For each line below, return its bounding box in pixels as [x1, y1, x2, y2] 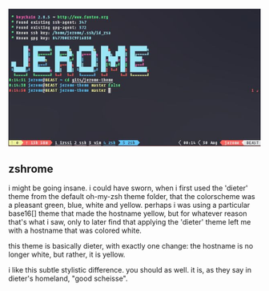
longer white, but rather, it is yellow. [8, 249, 126, 260]
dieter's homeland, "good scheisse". [8, 273, 128, 284]
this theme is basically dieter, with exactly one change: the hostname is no [8, 241, 254, 251]
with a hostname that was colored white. [8, 225, 143, 236]
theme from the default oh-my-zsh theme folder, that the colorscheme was [8, 192, 255, 201]
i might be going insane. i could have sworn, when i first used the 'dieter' [8, 183, 248, 193]
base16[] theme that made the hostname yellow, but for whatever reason [8, 209, 247, 218]
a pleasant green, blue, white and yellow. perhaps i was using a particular [8, 201, 251, 210]
